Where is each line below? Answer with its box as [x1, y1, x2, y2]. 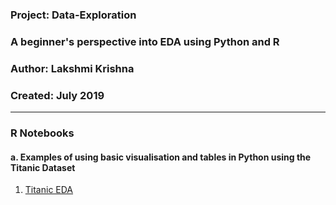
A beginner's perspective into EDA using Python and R [10, 34, 280, 48]
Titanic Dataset [10, 161, 76, 173]
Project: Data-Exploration [10, 8, 137, 22]
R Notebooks [10, 126, 75, 140]
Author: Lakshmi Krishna [10, 61, 135, 75]
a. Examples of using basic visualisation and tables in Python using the [10, 151, 312, 163]
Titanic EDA [24, 184, 74, 196]
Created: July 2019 [10, 88, 105, 102]
